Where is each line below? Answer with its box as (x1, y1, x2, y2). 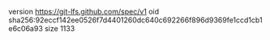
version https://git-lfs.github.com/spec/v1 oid (8, 7, 160, 16)
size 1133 (44, 24, 75, 33)
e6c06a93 (8, 24, 43, 33)
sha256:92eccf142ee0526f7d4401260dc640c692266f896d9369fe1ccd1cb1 (8, 15, 263, 25)
